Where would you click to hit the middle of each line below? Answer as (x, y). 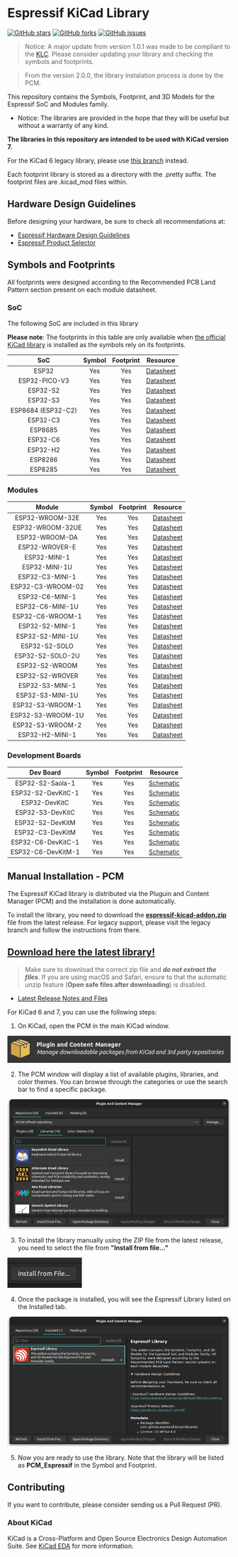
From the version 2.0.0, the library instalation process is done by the (124, 75)
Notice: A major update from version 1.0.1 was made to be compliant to (127, 46)
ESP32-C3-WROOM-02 (47, 586)
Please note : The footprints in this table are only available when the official (117, 337)
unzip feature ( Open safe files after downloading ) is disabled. (115, 984)
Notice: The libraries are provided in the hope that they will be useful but (123, 118)
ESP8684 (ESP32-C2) (44, 410)
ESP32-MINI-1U (47, 567)
